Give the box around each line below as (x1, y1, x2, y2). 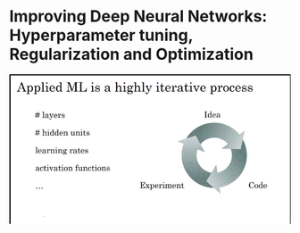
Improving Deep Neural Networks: (9, 6, 268, 27)
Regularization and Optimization (9, 45, 254, 64)
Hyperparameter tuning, (9, 25, 194, 46)
